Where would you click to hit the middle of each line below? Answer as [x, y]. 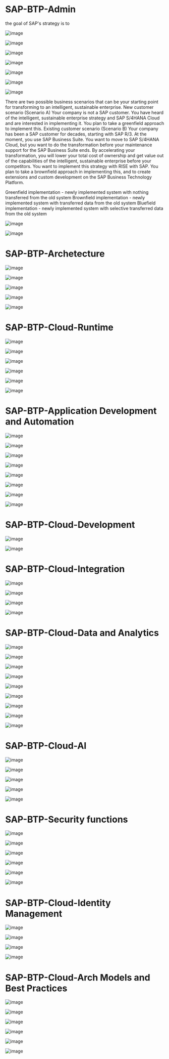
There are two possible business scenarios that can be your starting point [82, 102]
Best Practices [36, 988]
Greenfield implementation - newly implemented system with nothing [77, 192]
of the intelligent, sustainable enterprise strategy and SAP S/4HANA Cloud [82, 118]
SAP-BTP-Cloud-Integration [65, 569]
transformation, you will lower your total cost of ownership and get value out [84, 155]
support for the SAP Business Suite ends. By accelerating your [70, 150]
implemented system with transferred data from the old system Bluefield [80, 203]
